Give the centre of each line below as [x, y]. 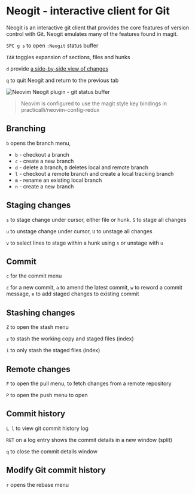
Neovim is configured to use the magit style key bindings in [94, 103]
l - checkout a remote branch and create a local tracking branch [94, 173]
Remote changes [38, 369]
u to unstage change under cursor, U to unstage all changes [79, 231]
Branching [26, 129]
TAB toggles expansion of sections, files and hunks [68, 57]
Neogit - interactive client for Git [88, 11]
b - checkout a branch [42, 154]
